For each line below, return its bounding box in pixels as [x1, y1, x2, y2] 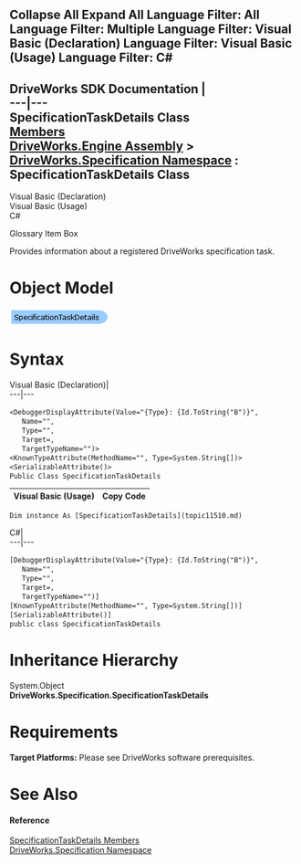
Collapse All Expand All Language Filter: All [9, 7, 260, 23]
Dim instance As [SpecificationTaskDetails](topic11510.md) [9, 511, 244, 521]
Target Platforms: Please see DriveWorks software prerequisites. [9, 752, 255, 763]
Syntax [9, 349, 65, 370]
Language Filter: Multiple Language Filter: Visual [9, 22, 292, 37]
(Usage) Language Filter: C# [9, 50, 173, 66]
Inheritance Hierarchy [9, 650, 179, 670]
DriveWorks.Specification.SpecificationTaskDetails [9, 690, 209, 701]
